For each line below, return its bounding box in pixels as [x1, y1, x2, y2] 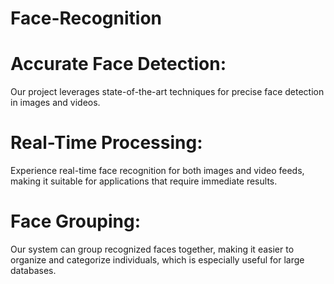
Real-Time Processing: [10, 132, 203, 154]
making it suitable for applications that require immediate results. [10, 175, 278, 187]
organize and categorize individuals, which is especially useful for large [10, 254, 305, 266]
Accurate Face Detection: [10, 53, 227, 76]
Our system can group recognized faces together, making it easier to [10, 243, 295, 255]
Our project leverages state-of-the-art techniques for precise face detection [10, 86, 325, 98]
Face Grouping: [10, 210, 142, 233]
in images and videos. [10, 97, 101, 109]
